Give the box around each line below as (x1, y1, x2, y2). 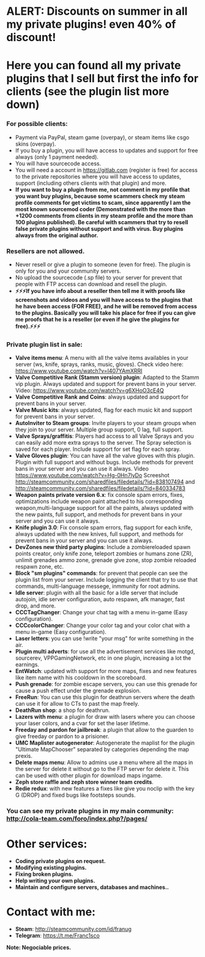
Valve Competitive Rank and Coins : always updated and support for (15, 393, 188, 400)
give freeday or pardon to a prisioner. (15, 733, 110, 740)
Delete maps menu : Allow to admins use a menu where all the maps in (15, 759, 193, 766)
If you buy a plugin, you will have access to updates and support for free (15, 146, 198, 154)
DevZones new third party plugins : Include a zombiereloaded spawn (15, 544, 191, 551)
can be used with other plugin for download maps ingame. (15, 772, 163, 779)
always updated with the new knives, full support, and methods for (15, 530, 184, 538)
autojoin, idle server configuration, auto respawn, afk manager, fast (15, 596, 185, 603)
